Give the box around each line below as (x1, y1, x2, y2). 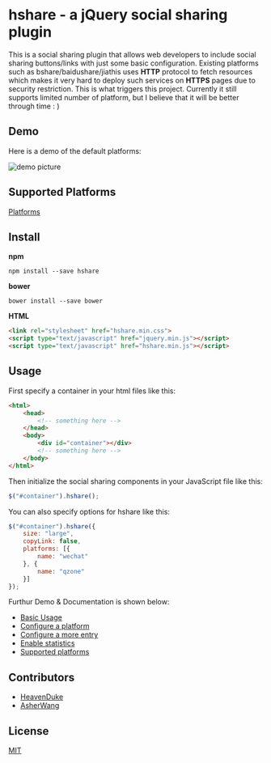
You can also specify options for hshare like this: (8, 507, 170, 516)
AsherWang (19, 701, 60, 710)
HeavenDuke (19, 692, 64, 702)
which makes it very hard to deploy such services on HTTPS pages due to (8, 75, 256, 85)
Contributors (8, 670, 75, 685)
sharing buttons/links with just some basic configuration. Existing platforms (8, 58, 259, 68)
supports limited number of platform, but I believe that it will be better (8, 92, 239, 102)
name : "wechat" (37, 553, 89, 561)
